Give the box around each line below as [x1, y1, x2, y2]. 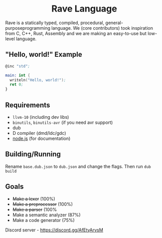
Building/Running [5, 150, 61, 158]
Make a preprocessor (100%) [12, 201, 73, 207]
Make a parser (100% [12, 206, 57, 212]
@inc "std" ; [5, 63, 30, 68]
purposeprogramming [5, 25, 51, 31]
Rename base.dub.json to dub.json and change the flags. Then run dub [5, 163, 151, 169]
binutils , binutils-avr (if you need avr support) [12, 119, 113, 125]
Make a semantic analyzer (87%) [12, 212, 81, 218]
